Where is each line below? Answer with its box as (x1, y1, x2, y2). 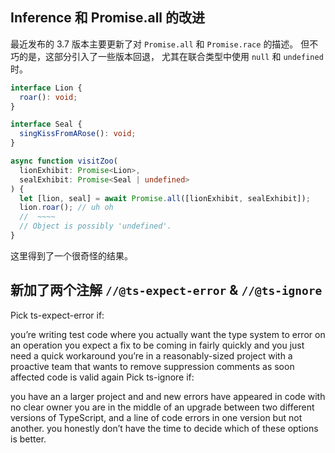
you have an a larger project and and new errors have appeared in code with (10, 390, 326, 402)
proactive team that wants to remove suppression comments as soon (10, 360, 295, 372)
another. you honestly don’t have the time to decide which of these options (10, 422, 319, 434)
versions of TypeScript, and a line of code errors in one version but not (10, 411, 303, 423)
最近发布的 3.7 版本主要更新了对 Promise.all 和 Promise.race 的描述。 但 (10, 38, 310, 50)
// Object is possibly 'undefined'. (19, 221, 172, 232)
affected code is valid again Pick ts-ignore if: (10, 371, 195, 383)
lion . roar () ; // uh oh (19, 203, 114, 213)
